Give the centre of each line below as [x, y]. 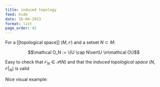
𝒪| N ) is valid [17, 69]
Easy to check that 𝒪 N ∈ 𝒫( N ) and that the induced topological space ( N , [80, 63]
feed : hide [16, 14]
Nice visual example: [26, 79]
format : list [19, 24]
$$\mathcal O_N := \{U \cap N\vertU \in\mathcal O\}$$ [84, 52]
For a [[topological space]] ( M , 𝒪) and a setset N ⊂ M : [60, 42]
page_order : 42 [21, 28]
